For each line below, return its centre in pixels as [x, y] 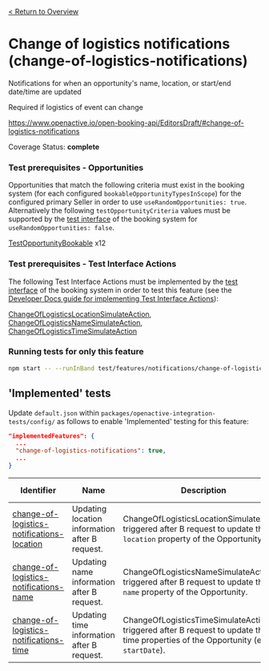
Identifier [38, 490]
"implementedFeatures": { [51, 436]
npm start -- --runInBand [51, 368]
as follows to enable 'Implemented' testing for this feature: [153, 421]
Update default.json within [54, 413]
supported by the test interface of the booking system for [103, 219]
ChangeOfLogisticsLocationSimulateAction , [80, 314]
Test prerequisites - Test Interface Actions [92, 264]
